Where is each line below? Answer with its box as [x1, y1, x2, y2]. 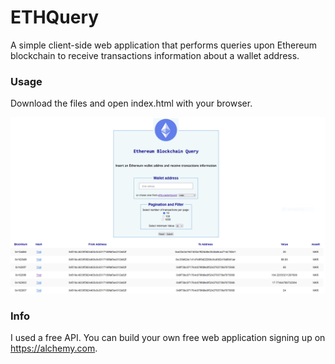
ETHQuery [10, 6, 100, 29]
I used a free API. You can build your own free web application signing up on [10, 332, 326, 344]
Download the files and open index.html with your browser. [10, 97, 253, 110]
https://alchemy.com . [10, 342, 98, 355]
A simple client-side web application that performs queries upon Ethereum [10, 39, 317, 51]
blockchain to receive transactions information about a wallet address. [10, 49, 300, 61]
